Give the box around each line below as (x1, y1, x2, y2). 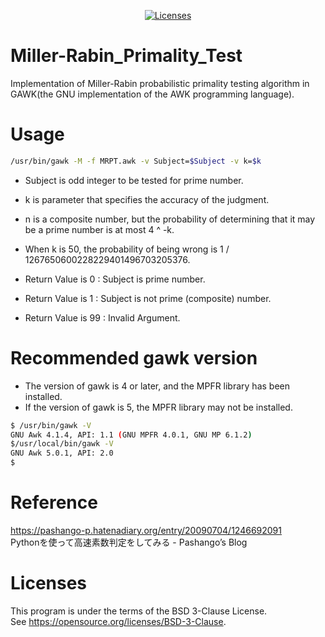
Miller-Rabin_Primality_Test (10, 45, 243, 67)
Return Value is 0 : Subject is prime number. (24, 273, 206, 285)
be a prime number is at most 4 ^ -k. (24, 223, 175, 235)
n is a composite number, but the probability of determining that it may (24, 213, 316, 225)
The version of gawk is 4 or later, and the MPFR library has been (24, 380, 291, 392)
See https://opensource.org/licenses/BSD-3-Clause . (10, 615, 227, 627)
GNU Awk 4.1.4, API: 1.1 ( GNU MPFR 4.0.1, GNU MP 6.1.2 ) (10, 430, 253, 440)
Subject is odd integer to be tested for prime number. (24, 174, 244, 186)
